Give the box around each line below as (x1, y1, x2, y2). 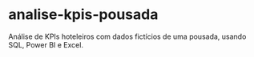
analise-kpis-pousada (8, 6, 159, 24)
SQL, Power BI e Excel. (8, 40, 84, 49)
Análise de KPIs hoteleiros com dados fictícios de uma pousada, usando (8, 32, 247, 41)
